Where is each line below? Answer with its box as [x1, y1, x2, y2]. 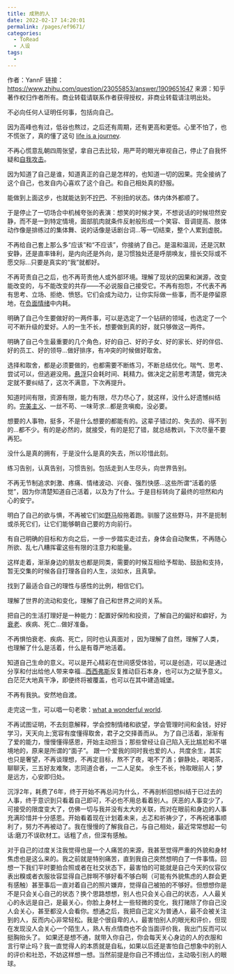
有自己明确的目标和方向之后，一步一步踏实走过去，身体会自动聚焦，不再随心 [7, 534, 227, 543]
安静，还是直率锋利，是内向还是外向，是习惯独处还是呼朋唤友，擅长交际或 [7, 249, 221, 257]
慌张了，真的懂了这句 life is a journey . [13, 131, 122, 140]
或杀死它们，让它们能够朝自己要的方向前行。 [7, 519, 136, 527]
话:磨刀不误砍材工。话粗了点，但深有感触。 [7, 831, 132, 839]
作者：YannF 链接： [7, 75, 64, 84]
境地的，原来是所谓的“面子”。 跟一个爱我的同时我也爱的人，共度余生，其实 [7, 746, 222, 754]
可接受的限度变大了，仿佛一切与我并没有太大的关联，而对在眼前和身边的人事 [7, 804, 227, 813]
